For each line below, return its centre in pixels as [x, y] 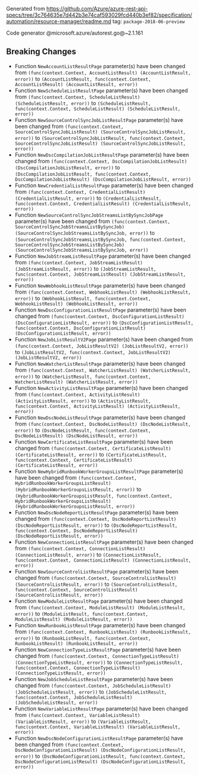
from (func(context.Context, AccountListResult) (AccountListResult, [103, 72]
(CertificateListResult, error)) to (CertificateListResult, [91, 454]
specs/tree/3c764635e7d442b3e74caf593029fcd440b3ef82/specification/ [99, 15]
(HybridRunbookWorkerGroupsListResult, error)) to [78, 489]
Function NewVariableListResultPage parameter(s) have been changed [101, 709]
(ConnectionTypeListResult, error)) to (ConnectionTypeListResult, [99, 662]
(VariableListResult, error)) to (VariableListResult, [83, 721]
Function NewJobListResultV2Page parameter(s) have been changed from [104, 339]
